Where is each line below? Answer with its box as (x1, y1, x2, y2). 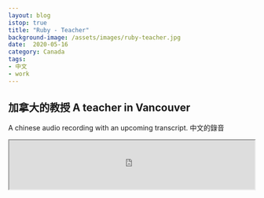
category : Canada (8, 48, 65, 56)
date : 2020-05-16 (8, 41, 68, 49)
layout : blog (8, 11, 51, 20)
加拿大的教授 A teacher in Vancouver (8, 101, 191, 115)
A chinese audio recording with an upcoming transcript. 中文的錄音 (8, 123, 225, 133)
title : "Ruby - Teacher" (8, 26, 90, 34)
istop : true (8, 19, 47, 27)
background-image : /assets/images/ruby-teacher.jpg (8, 33, 181, 42)
